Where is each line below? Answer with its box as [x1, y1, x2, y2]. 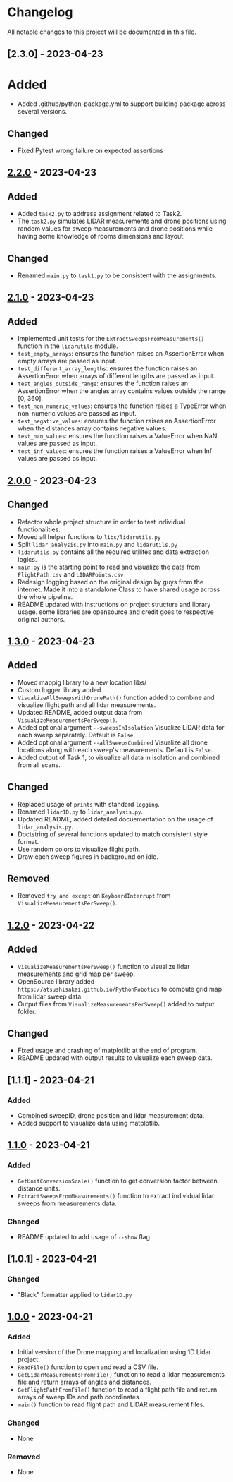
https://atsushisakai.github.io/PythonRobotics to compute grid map [17, 984, 222, 993]
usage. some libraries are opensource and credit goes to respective [17, 608, 215, 616]
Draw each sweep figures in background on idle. [17, 852, 158, 861]
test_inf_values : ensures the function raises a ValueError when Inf [17, 447, 213, 455]
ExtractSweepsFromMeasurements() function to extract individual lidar [17, 1191, 215, 1200]
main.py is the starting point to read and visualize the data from [17, 562, 201, 571]
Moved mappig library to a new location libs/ [17, 678, 147, 687]
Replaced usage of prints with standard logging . [17, 800, 160, 808]
